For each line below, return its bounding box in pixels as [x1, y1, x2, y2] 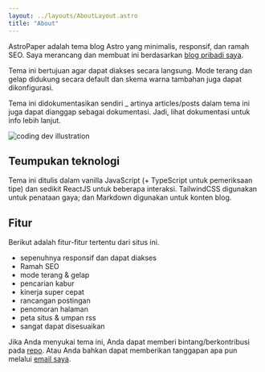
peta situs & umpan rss [19, 313, 96, 323]
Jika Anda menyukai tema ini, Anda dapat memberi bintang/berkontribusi [8, 337, 251, 347]
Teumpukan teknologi [8, 154, 120, 167]
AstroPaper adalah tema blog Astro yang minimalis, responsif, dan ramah [8, 41, 250, 51]
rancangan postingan [19, 296, 91, 306]
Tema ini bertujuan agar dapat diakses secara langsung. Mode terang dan [8, 65, 253, 75]
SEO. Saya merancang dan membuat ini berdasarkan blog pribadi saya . [8, 50, 244, 60]
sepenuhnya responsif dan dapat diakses [19, 253, 157, 262]
